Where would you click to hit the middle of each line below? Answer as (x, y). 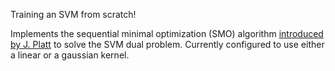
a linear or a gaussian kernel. (70, 55)
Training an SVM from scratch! (73, 14)
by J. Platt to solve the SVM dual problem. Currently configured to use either (167, 44)
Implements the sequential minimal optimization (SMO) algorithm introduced (167, 33)
